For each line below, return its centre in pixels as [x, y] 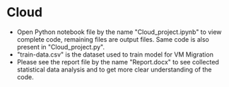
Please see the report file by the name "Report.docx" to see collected [118, 62]
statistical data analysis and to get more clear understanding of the [114, 69]
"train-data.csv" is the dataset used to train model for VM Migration [115, 54]
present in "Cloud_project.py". [61, 47]
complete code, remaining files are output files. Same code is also [113, 39]
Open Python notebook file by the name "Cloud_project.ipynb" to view [119, 32]
